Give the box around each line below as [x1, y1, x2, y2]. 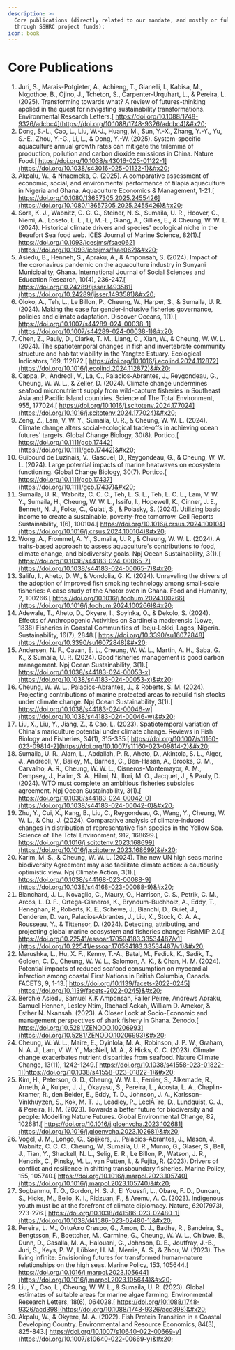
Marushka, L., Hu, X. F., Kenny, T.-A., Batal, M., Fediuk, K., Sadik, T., [17, 950, 213, 958]
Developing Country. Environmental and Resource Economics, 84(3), [17, 1320, 216, 1328]
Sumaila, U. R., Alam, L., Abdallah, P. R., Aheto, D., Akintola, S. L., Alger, [17, 750, 222, 758]
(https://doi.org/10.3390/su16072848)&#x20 [17, 639, 146, 647]
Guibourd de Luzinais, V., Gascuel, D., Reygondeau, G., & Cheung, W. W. [17, 453, 225, 462]
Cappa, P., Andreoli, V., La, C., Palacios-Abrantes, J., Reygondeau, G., [17, 372, 218, 380]
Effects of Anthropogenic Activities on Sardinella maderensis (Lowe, [17, 616, 214, 625]
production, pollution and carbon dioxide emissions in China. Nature [17, 149, 213, 158]
